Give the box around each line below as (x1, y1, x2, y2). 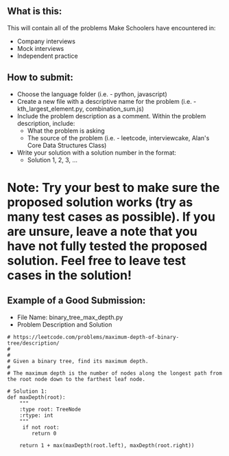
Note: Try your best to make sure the (7, 180, 220, 195)
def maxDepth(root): (7, 393, 67, 401)
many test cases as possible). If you (7, 209, 216, 224)
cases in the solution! (7, 268, 132, 283)
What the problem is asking (27, 127, 105, 135)
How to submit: (7, 72, 74, 83)
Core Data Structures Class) (27, 141, 107, 149)
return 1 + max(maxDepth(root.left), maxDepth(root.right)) (19, 442, 195, 449)
